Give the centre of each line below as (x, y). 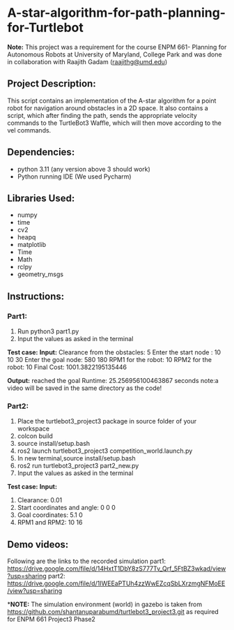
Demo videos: (38, 545)
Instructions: (36, 296)
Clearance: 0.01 (40, 500)
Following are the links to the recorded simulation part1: (86, 561)
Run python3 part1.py (48, 331)
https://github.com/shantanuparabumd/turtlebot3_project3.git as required (113, 612)
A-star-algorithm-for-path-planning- (117, 13)
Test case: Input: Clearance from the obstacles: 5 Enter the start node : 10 (114, 352)
